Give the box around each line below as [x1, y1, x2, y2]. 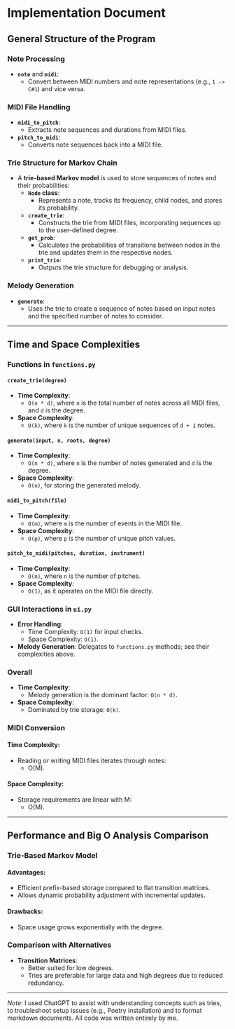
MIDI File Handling [7, 102, 71, 112]
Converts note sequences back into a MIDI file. [27, 140, 163, 149]
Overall [7, 668, 33, 678]
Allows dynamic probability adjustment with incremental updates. [17, 891, 206, 899]
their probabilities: [17, 181, 70, 190]
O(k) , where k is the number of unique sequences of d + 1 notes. [27, 421, 215, 429]
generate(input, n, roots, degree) [7, 437, 111, 444]
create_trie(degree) [7, 377, 68, 384]
